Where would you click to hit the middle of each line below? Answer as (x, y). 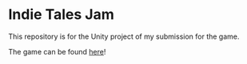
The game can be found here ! (57, 51)
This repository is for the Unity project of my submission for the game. (124, 36)
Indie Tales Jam (61, 15)
